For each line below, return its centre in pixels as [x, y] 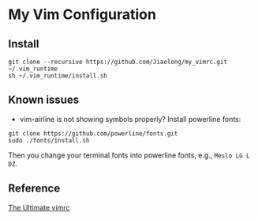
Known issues [44, 100]
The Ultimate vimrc [39, 207]
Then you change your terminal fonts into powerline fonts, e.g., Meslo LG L [129, 155]
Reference [34, 189]
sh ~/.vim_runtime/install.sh [58, 76]
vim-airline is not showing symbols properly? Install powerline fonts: [130, 119]
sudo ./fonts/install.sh [49, 140]
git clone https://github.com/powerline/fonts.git [93, 133]
